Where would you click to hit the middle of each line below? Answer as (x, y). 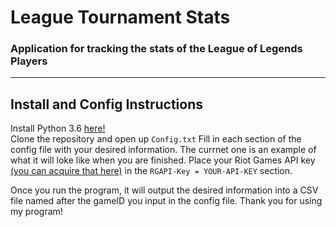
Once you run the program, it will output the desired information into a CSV (164, 190)
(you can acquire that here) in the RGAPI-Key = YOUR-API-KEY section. (151, 171)
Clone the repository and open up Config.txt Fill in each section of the (156, 139)
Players (29, 61)
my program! (36, 212)
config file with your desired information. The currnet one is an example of (163, 150)
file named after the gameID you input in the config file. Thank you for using (166, 201)
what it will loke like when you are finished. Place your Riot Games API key (163, 160)
